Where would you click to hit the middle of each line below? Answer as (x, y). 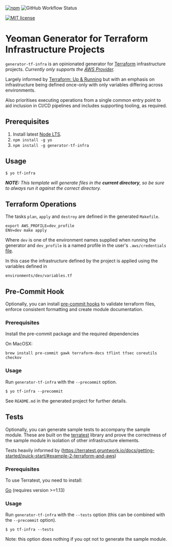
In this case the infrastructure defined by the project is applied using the (82, 261)
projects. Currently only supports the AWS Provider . (60, 69)
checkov (14, 358)
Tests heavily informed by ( (34, 450)
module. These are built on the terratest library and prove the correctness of (86, 435)
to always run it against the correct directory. (53, 188)
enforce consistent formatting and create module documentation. (74, 309)
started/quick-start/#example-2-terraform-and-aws (60, 455)
